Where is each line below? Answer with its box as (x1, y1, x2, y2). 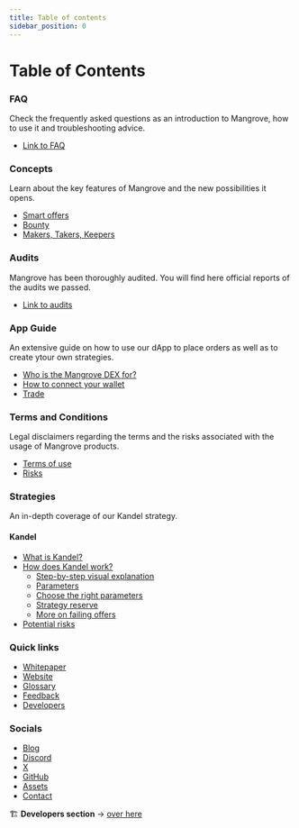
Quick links (9, 641, 60, 653)
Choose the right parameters (35, 589, 143, 600)
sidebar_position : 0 (9, 22, 87, 31)
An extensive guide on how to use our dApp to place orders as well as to (9, 341, 278, 352)
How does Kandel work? (22, 560, 113, 572)
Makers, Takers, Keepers (22, 229, 115, 240)
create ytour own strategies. (9, 351, 114, 362)
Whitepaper (22, 661, 67, 672)
